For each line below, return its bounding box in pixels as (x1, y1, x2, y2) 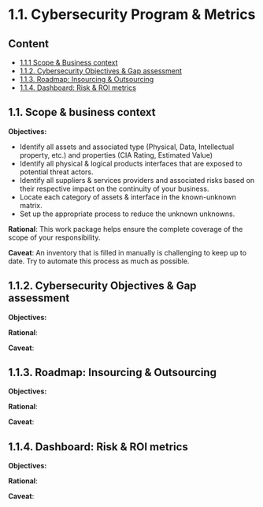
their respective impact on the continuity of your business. (19, 184, 209, 193)
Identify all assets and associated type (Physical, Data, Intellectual (19, 142, 235, 151)
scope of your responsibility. (8, 233, 101, 242)
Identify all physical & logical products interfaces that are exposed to (19, 158, 243, 168)
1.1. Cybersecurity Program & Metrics (8, 6, 256, 24)
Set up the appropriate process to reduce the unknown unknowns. (19, 209, 235, 218)
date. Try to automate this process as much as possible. (8, 256, 190, 266)
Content (8, 37, 50, 50)
